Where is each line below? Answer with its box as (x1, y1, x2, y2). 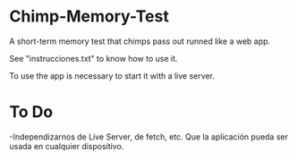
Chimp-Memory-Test (9, 6, 170, 27)
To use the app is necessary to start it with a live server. (9, 70, 215, 81)
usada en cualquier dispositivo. (9, 140, 124, 151)
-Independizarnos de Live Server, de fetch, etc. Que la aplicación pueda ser (9, 131, 289, 142)
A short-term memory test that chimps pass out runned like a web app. (9, 36, 271, 46)
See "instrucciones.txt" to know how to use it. (9, 53, 178, 63)
